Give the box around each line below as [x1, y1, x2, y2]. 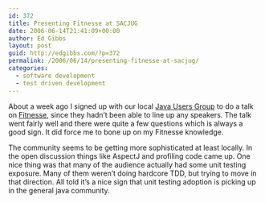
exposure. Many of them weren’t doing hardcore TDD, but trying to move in [8, 168, 257, 178]
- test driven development [15, 79, 106, 87]
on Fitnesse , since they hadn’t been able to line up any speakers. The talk [8, 110, 251, 119]
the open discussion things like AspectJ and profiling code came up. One [8, 151, 251, 161]
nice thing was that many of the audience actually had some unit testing [8, 159, 247, 169]
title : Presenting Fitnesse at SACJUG [8, 19, 138, 27]
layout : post [8, 42, 52, 50]
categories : [8, 64, 48, 72]
